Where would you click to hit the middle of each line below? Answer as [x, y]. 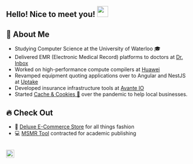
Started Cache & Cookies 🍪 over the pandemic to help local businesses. [101, 95]
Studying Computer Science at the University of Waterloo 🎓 [87, 49]
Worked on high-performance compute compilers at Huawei [87, 69]
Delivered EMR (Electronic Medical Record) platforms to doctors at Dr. [99, 57]
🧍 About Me [28, 34]
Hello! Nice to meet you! [51, 14]
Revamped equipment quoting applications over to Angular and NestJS [100, 76]
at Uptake [26, 82]
